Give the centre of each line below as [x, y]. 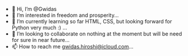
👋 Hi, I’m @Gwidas [34, 9]
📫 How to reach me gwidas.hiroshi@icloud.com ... [72, 46]
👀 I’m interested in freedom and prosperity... [65, 15]
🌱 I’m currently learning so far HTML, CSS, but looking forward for [92, 21]
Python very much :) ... [39, 27]
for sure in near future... [40, 40]
